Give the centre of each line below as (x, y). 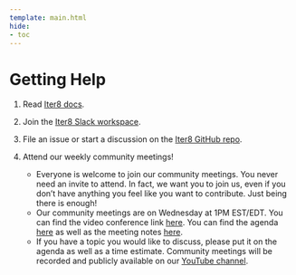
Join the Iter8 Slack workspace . (81, 122)
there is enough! (67, 204)
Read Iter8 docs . (53, 104)
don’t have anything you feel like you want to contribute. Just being (162, 194)
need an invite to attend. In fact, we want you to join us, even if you (161, 184)
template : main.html (48, 18)
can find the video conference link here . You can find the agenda (157, 223)
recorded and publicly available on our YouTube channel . (142, 261)
